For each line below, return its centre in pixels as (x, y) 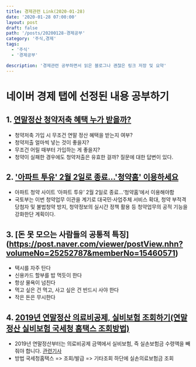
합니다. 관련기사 (44, 351)
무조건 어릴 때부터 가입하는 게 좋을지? (57, 149)
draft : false (22, 28)
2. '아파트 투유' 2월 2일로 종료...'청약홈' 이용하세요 (92, 177)
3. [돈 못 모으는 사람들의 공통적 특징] (68, 234)
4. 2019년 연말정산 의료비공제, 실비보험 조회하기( (90, 318)
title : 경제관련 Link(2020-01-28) (46, 11)
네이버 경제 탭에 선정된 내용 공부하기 (88, 96)
